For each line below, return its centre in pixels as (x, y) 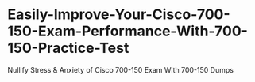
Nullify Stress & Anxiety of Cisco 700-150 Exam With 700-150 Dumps (120, 69)
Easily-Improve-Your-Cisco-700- (119, 15)
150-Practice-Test (68, 48)
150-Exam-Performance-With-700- (127, 31)
